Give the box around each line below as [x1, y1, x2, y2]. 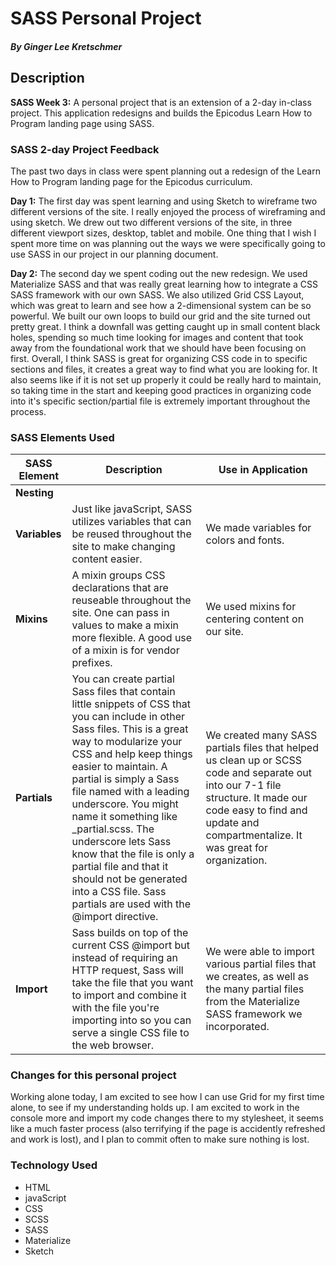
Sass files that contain [71, 685, 176, 699]
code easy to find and [205, 803, 308, 817]
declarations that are [71, 581, 169, 595]
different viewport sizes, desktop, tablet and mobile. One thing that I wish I [10, 227, 317, 239]
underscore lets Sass [71, 835, 172, 849]
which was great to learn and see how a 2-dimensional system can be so [10, 299, 312, 311]
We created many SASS [205, 728, 318, 742]
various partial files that [205, 957, 317, 971]
